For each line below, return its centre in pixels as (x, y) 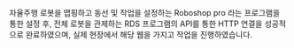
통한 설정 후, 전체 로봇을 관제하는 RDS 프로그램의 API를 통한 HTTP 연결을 (136, 24)
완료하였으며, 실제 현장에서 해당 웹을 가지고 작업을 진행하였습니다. (139, 34)
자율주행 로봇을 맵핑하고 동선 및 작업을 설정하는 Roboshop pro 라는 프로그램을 (145, 13)
